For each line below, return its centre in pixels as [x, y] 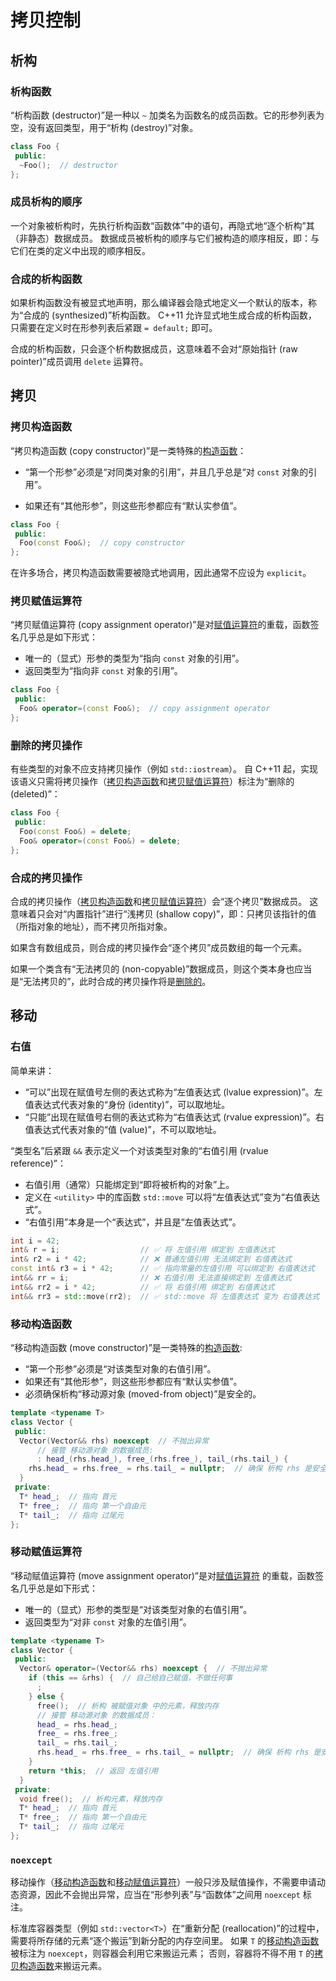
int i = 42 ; [35, 1241]
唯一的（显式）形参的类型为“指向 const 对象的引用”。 [134, 658]
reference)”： [38, 1163]
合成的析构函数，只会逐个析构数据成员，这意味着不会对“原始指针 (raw [154, 348]
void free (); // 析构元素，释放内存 [91, 1799]
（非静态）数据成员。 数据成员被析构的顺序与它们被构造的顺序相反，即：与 [165, 238]
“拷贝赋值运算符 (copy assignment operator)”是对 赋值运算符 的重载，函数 [160, 625]
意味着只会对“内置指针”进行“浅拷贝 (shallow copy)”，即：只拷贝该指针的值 [163, 913]
